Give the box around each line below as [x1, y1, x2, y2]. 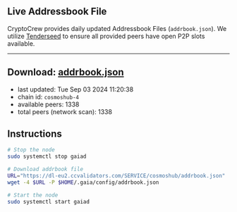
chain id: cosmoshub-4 [17, 92, 80, 101]
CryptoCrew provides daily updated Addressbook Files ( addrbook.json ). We [7, 24, 227, 32]
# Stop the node [7, 146, 55, 154]
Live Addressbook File [7, 6, 107, 18]
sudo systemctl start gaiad [7, 198, 90, 205]
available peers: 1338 [17, 100, 80, 108]
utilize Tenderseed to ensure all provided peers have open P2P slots [7, 32, 205, 40]
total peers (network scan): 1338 [17, 107, 113, 116]
